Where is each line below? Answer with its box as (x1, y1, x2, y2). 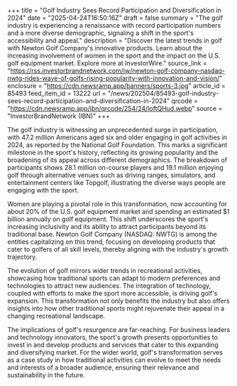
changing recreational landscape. (7, 312, 105, 320)
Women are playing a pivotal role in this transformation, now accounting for (7, 200, 228, 208)
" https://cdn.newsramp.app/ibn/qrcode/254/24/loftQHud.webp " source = (7, 104, 223, 112)
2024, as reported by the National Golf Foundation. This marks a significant (7, 141, 228, 149)
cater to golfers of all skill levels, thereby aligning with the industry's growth (7, 245, 228, 253)
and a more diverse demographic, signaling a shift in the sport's (7, 28, 194, 37)
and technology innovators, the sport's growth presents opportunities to (7, 333, 219, 341)
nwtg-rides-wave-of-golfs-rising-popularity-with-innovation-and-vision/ (7, 74, 220, 82)
